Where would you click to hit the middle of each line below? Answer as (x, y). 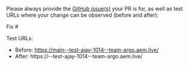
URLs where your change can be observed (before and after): (82, 15)
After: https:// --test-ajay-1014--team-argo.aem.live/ (79, 56)
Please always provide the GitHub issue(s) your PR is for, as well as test (94, 9)
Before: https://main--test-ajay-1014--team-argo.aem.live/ (87, 50)
